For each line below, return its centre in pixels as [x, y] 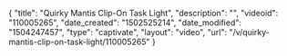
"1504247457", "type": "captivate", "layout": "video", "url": [118, 32]
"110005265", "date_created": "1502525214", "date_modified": [125, 23]
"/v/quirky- [249, 32]
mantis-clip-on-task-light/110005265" [79, 42]
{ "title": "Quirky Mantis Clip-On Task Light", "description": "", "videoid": [143, 13]
